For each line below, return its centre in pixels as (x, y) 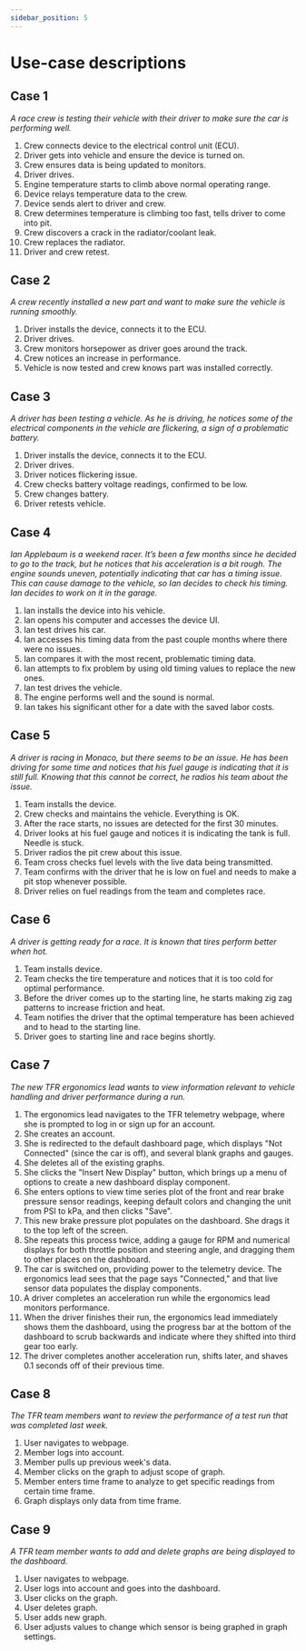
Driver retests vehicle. (64, 504)
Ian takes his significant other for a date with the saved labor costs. (149, 707)
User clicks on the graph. (70, 1598)
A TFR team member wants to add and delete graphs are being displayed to (153, 1552)
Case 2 (30, 280)
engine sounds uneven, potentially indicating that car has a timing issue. (146, 574)
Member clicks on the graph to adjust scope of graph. (124, 1472)
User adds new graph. (65, 1617)
